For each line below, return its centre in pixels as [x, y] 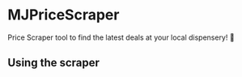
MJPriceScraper [64, 15]
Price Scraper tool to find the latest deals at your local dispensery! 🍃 [121, 37]
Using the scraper [54, 63]
